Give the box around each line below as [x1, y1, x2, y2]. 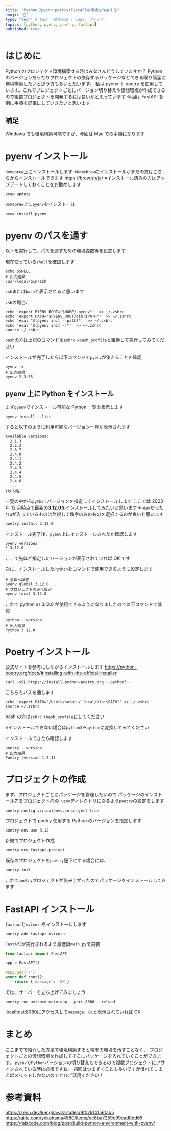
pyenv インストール [5, 151, 88, 163]
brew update [5, 191, 31, 197]
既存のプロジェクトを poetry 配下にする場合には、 [5, 857, 109, 864]
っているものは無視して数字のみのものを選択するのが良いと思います [21, 511, 164, 517]
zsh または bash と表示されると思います [5, 288, 84, 294]
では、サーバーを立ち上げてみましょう [5, 989, 86, 995]
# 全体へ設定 [5, 577, 29, 582]
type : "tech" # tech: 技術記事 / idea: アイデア [5, 17, 105, 22]
